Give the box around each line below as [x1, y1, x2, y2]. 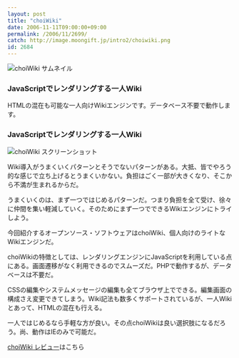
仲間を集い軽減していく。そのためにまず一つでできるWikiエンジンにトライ [13, 204, 233, 213]
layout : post [7, 10, 46, 18]
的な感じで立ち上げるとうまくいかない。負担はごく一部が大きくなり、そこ [7, 171, 226, 180]
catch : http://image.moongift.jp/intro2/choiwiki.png [7, 37, 171, 44]
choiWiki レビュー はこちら [7, 342, 85, 351]
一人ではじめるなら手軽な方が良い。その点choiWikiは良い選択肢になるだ [7, 318, 220, 327]
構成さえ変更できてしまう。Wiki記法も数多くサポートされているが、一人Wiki [7, 294, 232, 303]
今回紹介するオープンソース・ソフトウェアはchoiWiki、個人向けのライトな [7, 228, 226, 237]
